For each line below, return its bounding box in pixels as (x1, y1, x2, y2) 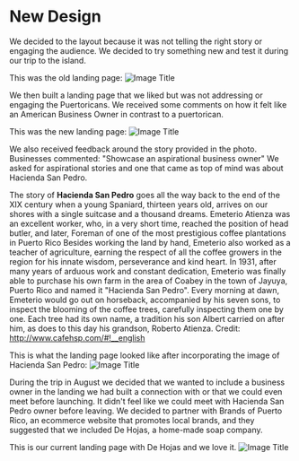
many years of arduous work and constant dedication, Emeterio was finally (9, 265, 286, 276)
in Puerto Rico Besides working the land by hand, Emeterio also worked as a (9, 237, 291, 248)
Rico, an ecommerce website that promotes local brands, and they (9, 414, 255, 425)
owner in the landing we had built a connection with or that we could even (9, 386, 283, 396)
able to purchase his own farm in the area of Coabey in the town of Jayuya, (9, 275, 288, 286)
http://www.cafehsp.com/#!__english (9, 332, 145, 343)
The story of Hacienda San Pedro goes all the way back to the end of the (9, 189, 281, 200)
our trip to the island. (9, 55, 87, 65)
